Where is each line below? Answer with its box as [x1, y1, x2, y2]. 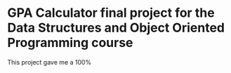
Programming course [7, 35, 133, 51]
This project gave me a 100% [7, 58, 92, 66]
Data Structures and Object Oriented [7, 20, 225, 36]
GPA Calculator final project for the [7, 5, 216, 21]
